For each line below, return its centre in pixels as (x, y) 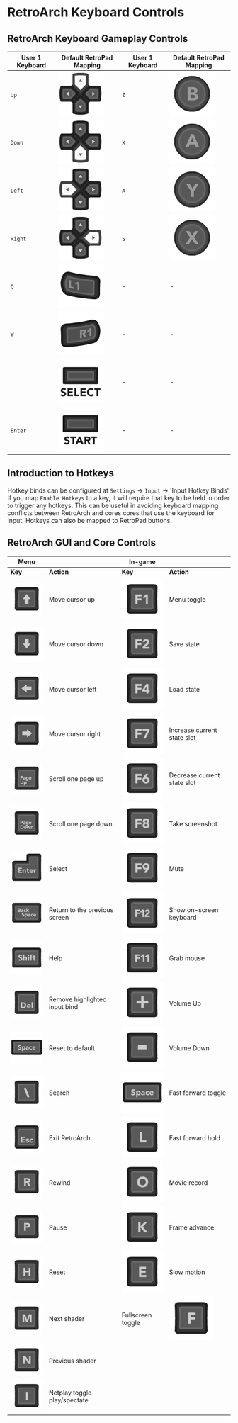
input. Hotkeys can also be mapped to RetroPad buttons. (90, 520)
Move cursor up (72, 600)
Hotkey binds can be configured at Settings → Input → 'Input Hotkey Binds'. (119, 490)
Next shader (67, 1319)
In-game (142, 562)
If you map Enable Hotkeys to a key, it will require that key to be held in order (119, 497)
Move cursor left (73, 689)
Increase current (193, 730)
